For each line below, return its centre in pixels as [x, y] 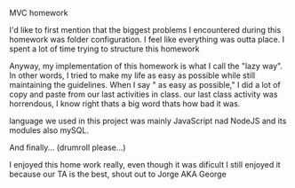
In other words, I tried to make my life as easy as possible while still [132, 75]
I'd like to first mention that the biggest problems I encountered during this [145, 30]
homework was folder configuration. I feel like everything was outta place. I [147, 39]
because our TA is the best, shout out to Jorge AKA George [118, 174]
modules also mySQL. [49, 130]
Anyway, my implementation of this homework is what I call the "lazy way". [146, 66]
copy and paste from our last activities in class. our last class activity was [144, 94]
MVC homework [39, 13]
